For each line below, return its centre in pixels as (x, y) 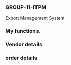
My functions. (23, 31)
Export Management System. (35, 18)
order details (21, 58)
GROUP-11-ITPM (26, 7)
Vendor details (24, 45)
